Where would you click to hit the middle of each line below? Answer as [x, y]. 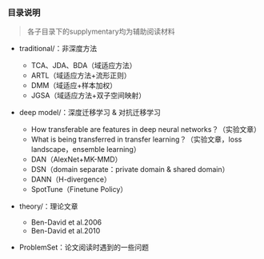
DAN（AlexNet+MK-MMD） [76, 159]
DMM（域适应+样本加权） [74, 86]
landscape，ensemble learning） [86, 149]
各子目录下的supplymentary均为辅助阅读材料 [101, 32]
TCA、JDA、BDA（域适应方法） [84, 66]
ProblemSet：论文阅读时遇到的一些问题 [84, 247]
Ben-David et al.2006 [66, 222]
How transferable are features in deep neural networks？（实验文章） [146, 129]
